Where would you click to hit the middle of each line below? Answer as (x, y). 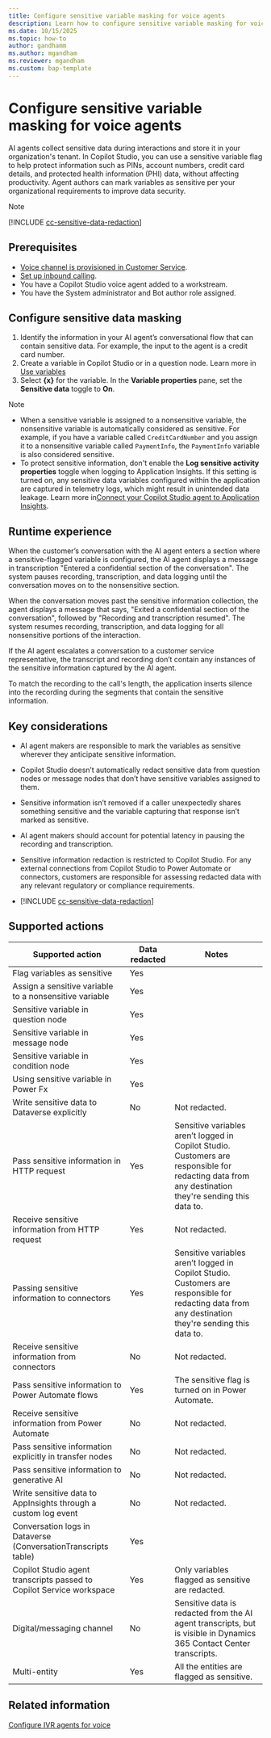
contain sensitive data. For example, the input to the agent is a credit (134, 346)
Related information (59, 1705)
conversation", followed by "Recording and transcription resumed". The (127, 618)
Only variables (202, 1569)
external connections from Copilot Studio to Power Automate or (125, 868)
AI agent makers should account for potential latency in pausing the (132, 835)
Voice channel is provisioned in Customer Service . (104, 267)
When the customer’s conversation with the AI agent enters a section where (134, 551)
